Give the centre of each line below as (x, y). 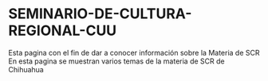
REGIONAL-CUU (63, 31)
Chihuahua (26, 69)
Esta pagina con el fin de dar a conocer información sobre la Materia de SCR (134, 52)
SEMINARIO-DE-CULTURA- (100, 14)
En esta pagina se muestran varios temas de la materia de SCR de (116, 61)
